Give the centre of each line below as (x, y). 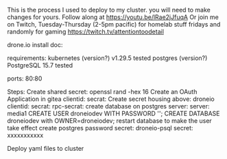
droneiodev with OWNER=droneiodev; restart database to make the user (110, 121)
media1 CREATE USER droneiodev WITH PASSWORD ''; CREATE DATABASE (113, 113)
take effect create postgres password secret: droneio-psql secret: (100, 128)
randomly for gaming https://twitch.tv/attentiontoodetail (86, 31)
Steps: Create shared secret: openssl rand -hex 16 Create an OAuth (102, 92)
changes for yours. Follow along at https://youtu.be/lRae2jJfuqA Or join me (113, 17)
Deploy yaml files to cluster (46, 148)
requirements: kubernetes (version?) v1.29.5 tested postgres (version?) (107, 58)
